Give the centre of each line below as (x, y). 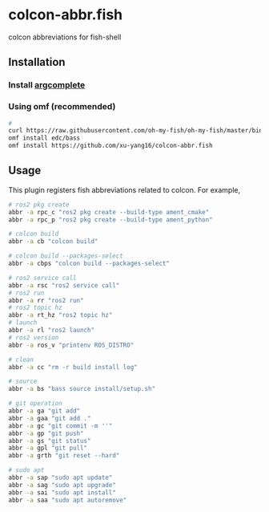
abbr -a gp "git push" (46, 433)
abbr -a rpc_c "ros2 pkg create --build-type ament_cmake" (109, 212)
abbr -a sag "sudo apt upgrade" (62, 485)
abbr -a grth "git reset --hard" (64, 456)
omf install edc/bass (44, 138)
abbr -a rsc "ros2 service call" (64, 285)
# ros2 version (34, 337)
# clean (21, 360)
